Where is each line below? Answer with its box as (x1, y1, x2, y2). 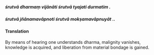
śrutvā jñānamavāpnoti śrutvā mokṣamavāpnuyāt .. (5, 16, 116, 22)
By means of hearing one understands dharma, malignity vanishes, (5, 39, 141, 45)
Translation (5, 28, 29, 34)
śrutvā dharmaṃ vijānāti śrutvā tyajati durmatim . (5, 4, 111, 10)
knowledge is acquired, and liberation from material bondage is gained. (5, 44, 150, 50)
